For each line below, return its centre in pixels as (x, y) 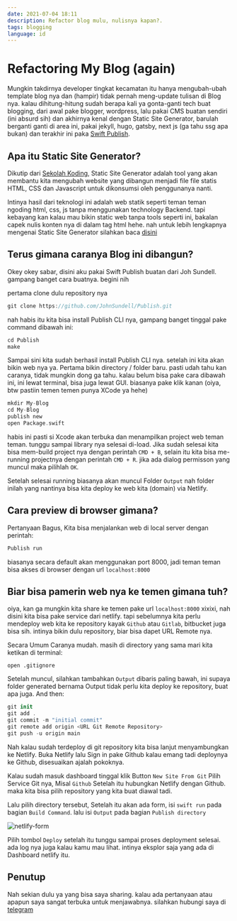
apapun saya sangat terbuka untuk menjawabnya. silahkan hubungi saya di (117, 902)
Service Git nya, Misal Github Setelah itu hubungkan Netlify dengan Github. (117, 783)
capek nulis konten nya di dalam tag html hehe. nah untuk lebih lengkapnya (117, 225)
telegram (21, 909)
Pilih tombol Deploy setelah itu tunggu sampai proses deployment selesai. (114, 839)
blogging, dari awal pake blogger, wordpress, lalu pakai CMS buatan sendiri (117, 111)
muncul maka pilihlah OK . (43, 467)
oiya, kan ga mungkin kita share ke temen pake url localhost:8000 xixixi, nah (119, 609)
